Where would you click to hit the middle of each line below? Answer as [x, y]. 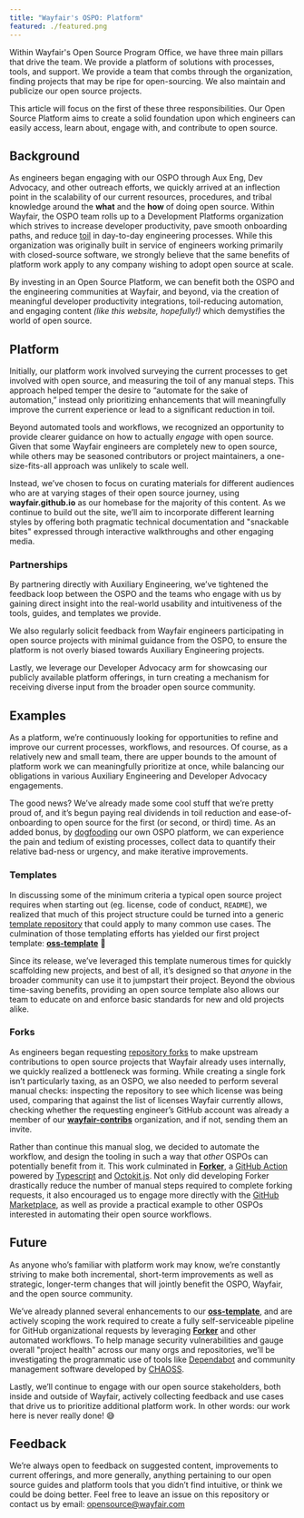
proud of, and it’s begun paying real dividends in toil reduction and [133, 813]
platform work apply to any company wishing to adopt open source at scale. [152, 265]
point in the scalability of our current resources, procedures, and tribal [141, 197]
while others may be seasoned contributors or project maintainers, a [137, 456]
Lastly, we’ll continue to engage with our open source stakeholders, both [145, 1386]
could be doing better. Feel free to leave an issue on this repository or [139, 1494]
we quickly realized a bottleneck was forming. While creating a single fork [147, 1071]
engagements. [36, 786]
